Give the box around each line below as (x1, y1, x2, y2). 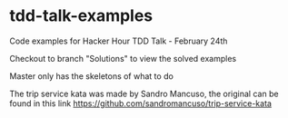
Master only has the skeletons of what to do (9, 70, 174, 82)
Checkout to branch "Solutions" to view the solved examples (9, 53, 237, 64)
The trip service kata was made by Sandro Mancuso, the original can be (9, 88, 279, 99)
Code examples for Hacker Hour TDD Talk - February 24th (9, 35, 228, 46)
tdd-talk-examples (9, 5, 154, 26)
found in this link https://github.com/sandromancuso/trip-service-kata (9, 97, 273, 109)
